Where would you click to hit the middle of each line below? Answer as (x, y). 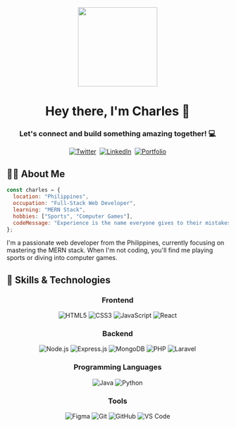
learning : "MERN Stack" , (49, 210)
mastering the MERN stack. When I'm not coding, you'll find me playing (110, 250)
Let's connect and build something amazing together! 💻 (118, 134)
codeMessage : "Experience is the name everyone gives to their (107, 223)
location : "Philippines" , (51, 197)
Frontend (118, 300)
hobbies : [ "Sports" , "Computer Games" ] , (73, 216)
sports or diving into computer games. (62, 258)
